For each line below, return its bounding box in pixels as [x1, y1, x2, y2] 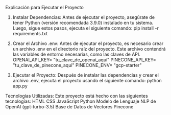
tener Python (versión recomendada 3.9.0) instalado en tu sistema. [12, 20, 154, 26]
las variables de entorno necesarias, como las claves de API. [12, 51, 140, 57]
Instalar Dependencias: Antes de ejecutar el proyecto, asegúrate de [12, 14, 155, 20]
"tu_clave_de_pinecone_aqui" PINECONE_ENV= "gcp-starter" [12, 62, 142, 68]
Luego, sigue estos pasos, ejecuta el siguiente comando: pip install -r [12, 25, 159, 31]
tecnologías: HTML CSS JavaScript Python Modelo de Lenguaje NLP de [5, 98, 156, 104]
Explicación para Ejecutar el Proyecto [5, 5, 84, 10]
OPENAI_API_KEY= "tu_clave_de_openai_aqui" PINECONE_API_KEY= [12, 57, 157, 63]
